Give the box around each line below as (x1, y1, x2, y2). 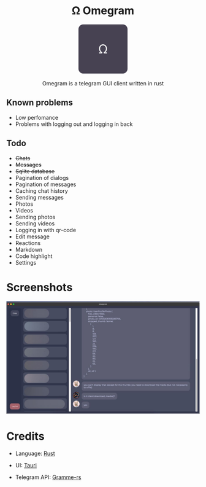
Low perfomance (15, 114, 59, 121)
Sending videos (15, 219, 55, 227)
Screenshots (6, 280, 73, 294)
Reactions (15, 239, 41, 246)
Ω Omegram (71, 4, 135, 18)
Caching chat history (15, 187, 69, 194)
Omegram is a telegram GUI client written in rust (42, 79, 164, 87)
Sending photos (15, 213, 56, 220)
